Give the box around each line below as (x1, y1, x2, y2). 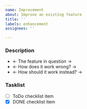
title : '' (5, 17, 26, 22)
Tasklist (5, 81, 25, 88)
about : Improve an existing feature (5, 12, 82, 17)
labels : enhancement (5, 21, 49, 27)
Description (5, 47, 35, 54)
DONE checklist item (12, 98, 55, 104)
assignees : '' (5, 26, 35, 31)
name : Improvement (5, 7, 44, 13)
